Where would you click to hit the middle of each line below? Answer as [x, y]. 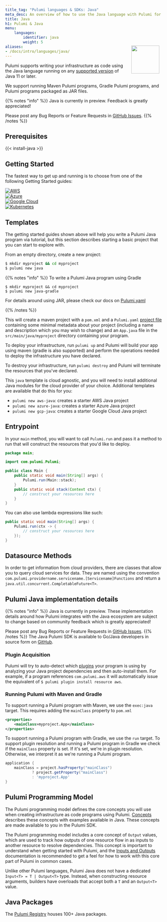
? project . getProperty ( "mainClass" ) [70, 773]
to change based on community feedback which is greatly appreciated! [78, 622]
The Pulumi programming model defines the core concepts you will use [78, 809]
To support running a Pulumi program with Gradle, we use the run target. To [83, 738]
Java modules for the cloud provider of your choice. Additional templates [80, 385]
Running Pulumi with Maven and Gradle [54, 694]
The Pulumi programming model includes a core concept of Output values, [81, 835]
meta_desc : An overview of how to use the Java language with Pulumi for [83, 14]
